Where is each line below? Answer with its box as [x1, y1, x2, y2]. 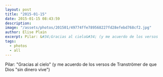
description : [5, 20, 32, 26]
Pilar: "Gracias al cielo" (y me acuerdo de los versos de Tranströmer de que [5, 61, 157, 67]
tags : [5, 39, 16, 44]
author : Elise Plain [5, 30, 47, 35]
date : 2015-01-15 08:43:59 [5, 16, 60, 21]
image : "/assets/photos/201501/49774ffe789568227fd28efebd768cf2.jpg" [5, 25, 152, 30]
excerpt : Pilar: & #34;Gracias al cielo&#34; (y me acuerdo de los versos [5, 35, 159, 39]
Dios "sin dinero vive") [5, 66, 50, 72]
